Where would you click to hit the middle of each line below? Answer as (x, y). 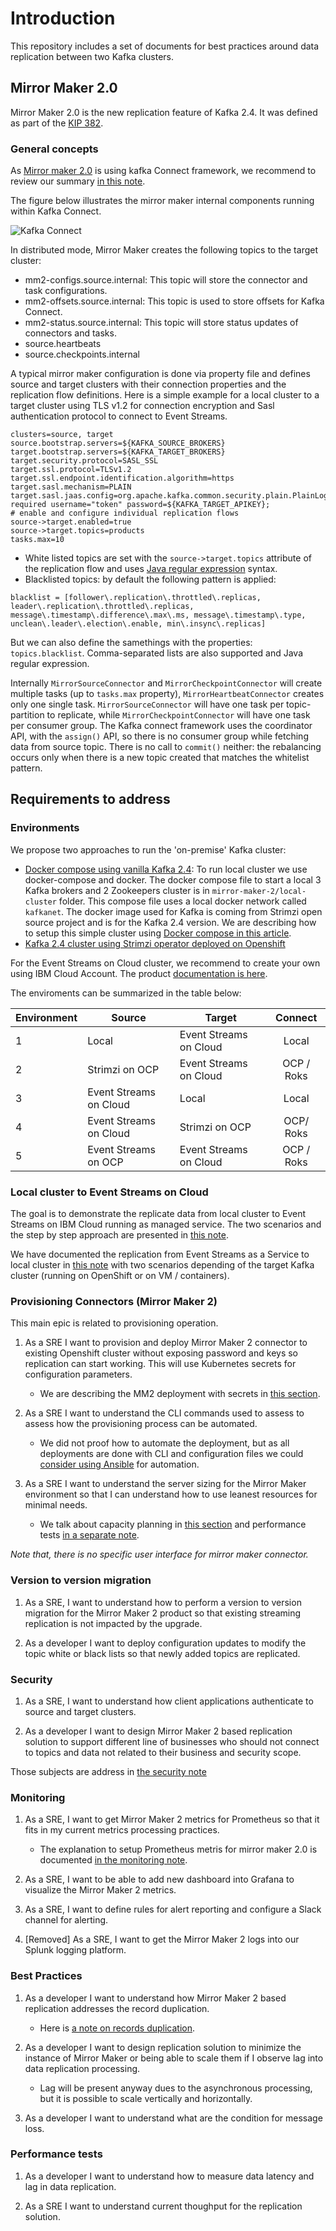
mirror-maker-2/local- (259, 891)
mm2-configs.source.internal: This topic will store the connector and (166, 280)
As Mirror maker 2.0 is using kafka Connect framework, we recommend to (163, 171)
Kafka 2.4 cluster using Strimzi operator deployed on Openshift (155, 943)
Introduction (63, 18)
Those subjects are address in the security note (108, 1771)
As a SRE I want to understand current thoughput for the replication (163, 2206)
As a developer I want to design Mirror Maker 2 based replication (158, 1731)
